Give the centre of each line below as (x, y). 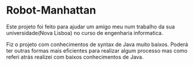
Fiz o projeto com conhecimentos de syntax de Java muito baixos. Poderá (97, 44)
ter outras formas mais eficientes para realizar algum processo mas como (97, 50)
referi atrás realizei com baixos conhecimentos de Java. (75, 57)
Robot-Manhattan (51, 10)
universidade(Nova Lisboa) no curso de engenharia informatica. (85, 32)
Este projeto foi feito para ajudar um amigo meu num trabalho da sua (90, 27)
